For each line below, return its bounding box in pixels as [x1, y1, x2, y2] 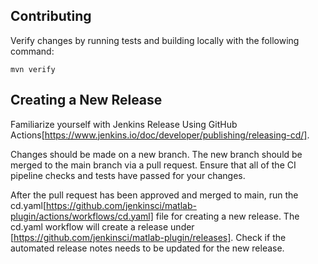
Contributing [10, 8, 92, 25]
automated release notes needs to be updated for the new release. [10, 242, 285, 254]
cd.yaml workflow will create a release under [10, 220, 195, 233]
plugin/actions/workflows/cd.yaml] [10, 210, 154, 222]
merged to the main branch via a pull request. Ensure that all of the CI [10, 159, 297, 171]
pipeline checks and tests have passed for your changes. [10, 169, 246, 181]
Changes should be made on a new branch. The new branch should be [10, 148, 303, 160]
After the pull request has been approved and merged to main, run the [10, 189, 299, 201]
